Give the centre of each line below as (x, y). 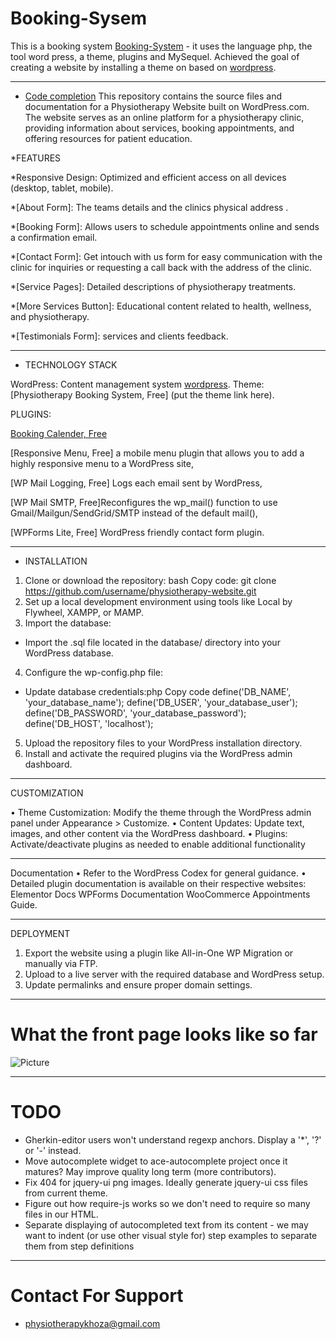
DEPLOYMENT (40, 933)
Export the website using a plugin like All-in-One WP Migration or (159, 953)
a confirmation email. (54, 237)
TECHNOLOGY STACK (71, 364)
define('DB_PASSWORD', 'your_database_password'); (135, 713)
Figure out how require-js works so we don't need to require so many (167, 1203)
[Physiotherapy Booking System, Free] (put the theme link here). (142, 394)
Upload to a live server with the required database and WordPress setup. (174, 974)
